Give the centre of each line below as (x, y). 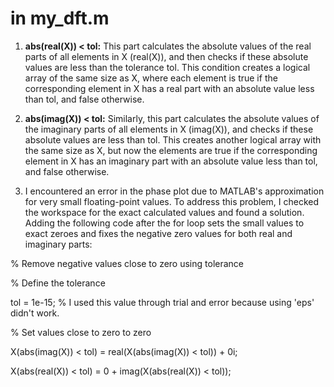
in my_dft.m (60, 18)
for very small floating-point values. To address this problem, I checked (172, 201)
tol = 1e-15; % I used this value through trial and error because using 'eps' (162, 302)
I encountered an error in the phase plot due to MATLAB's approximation (174, 191)
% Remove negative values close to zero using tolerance (127, 263)
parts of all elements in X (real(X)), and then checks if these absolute (166, 56)
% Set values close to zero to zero (81, 332)
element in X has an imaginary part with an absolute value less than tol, (171, 161)
